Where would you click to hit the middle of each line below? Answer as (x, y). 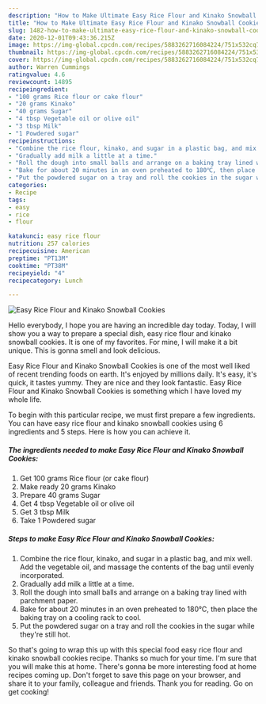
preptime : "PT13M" (38, 258)
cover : (19, 60)
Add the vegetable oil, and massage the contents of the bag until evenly (137, 567)
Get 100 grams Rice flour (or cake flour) (84, 478)
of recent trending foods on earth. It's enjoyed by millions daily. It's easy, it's (133, 374)
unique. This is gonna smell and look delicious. (84, 350)
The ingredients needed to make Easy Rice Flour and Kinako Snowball (126, 450)
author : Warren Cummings (49, 67)
